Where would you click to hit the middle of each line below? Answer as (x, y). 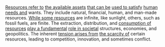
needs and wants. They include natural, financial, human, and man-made (81, 12)
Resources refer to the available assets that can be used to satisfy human (81, 7)
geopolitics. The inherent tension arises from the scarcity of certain (75, 34)
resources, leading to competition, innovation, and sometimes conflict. (78, 39)
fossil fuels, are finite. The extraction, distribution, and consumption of (78, 23)
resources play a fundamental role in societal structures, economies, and (81, 28)
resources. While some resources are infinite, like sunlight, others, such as (82, 18)
